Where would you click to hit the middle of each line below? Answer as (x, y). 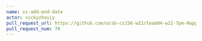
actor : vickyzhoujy (31, 17)
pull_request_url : (29, 23)
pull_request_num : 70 (33, 29)
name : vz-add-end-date (35, 12)
